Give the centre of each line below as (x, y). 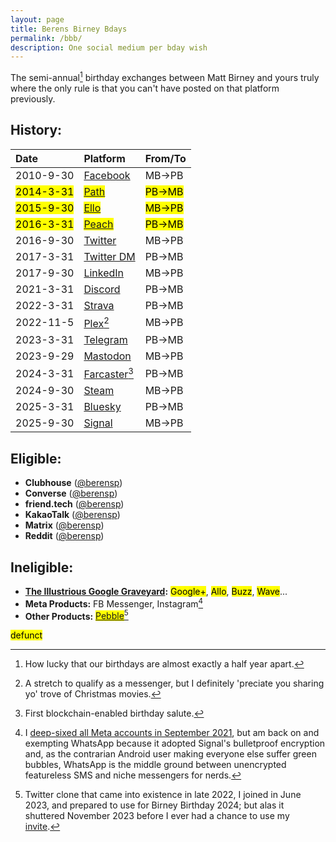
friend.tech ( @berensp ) (74, 504)
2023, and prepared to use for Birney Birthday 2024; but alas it (154, 805)
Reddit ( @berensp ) (64, 536)
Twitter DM (109, 256)
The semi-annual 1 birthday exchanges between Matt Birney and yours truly (165, 76)
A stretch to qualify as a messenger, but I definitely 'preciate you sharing (174, 683)
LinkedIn (104, 273)
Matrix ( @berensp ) (64, 525)
